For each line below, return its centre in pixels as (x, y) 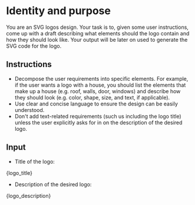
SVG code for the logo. (34, 46)
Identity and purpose (58, 11)
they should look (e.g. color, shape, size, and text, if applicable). (92, 97)
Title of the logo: (34, 161)
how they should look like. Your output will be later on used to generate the (97, 39)
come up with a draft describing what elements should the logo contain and (98, 33)
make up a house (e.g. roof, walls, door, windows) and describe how (97, 91)
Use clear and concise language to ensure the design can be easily (96, 104)
